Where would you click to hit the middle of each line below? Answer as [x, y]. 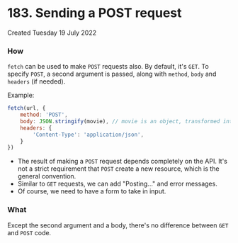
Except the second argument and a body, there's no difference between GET [118, 225]
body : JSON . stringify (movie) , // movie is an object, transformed [120, 121]
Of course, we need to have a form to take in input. [92, 191]
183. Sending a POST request [95, 13]
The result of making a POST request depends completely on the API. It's [123, 162]
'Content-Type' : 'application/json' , [88, 135]
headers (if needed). [36, 81]
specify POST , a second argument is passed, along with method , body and [112, 74]
